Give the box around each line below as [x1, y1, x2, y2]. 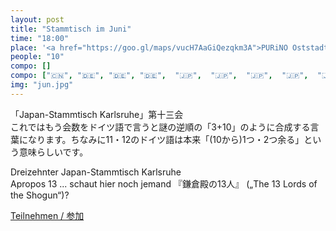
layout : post [10, 14, 65, 25]
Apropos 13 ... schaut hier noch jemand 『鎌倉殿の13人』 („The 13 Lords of [10, 177, 318, 190]
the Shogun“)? [10, 189, 70, 201]
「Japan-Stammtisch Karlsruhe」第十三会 [10, 108, 184, 120]
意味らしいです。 [18, 146, 89, 158]
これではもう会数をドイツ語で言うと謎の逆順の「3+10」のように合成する [10, 121, 311, 133]
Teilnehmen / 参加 [10, 209, 85, 221]
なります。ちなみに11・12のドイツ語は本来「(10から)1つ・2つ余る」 [27, 133, 305, 145]
